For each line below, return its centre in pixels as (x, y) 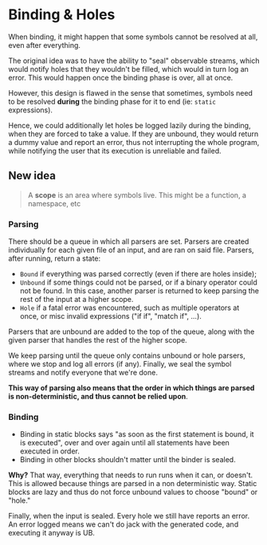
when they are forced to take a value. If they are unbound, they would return (133, 134)
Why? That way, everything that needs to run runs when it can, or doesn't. (131, 475)
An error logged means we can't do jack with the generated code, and (124, 524)
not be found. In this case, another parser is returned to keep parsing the (139, 291)
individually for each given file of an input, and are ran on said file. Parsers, (131, 250)
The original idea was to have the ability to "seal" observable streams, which (134, 61)
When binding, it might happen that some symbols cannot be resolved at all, (133, 37)
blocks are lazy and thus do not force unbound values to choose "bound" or (133, 492)
